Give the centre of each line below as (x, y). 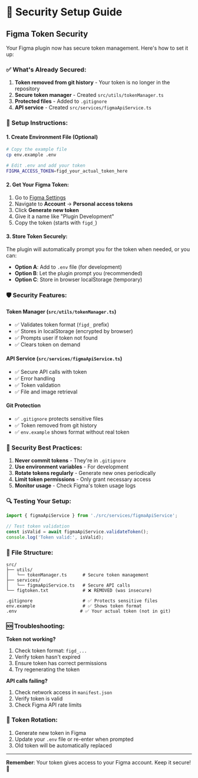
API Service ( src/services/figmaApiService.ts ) (64, 359)
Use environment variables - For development (71, 467)
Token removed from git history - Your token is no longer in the (92, 83)
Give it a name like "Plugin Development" (65, 217)
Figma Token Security (47, 34)
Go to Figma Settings (40, 198)
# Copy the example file (37, 149)
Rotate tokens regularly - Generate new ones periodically (85, 473)
